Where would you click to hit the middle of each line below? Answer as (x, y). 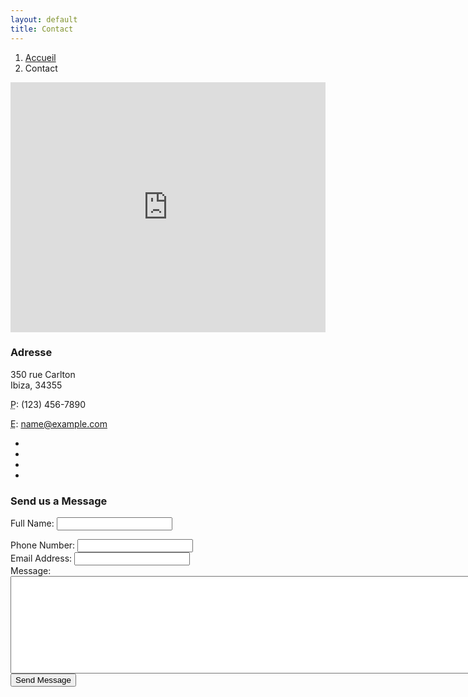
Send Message (43, 680)
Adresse (31, 353)
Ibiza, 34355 (36, 385)
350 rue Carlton (43, 374)
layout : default (44, 19)
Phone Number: (43, 545)
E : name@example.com (59, 423)
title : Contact (42, 29)
